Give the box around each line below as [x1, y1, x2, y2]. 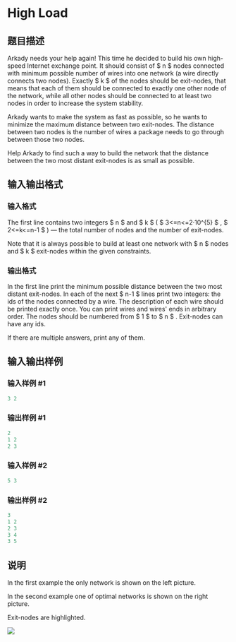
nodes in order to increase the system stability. [7, 99, 144, 107]
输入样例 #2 [7, 460, 48, 470]
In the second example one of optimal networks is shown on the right [7, 592, 209, 601]
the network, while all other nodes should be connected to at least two [7, 92, 212, 100]
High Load [7, 5, 68, 21]
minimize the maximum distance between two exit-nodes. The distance [7, 120, 215, 129]
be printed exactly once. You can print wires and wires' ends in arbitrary [7, 304, 217, 313]
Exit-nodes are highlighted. [7, 613, 86, 622]
